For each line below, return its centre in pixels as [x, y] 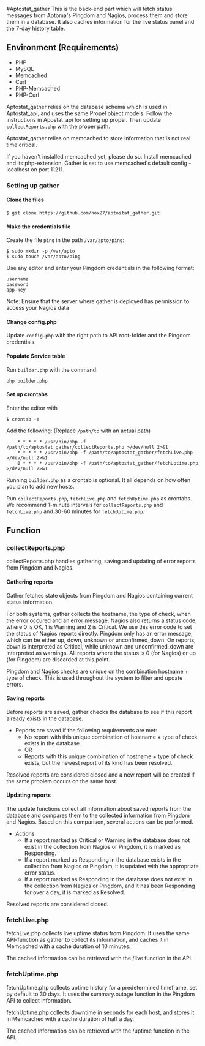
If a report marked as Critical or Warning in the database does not [107, 840]
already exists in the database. [45, 718]
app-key [16, 290]
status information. [30, 602]
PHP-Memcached [37, 88]
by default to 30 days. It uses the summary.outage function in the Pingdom [101, 994]
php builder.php [27, 381]
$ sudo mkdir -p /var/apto [41, 251]
